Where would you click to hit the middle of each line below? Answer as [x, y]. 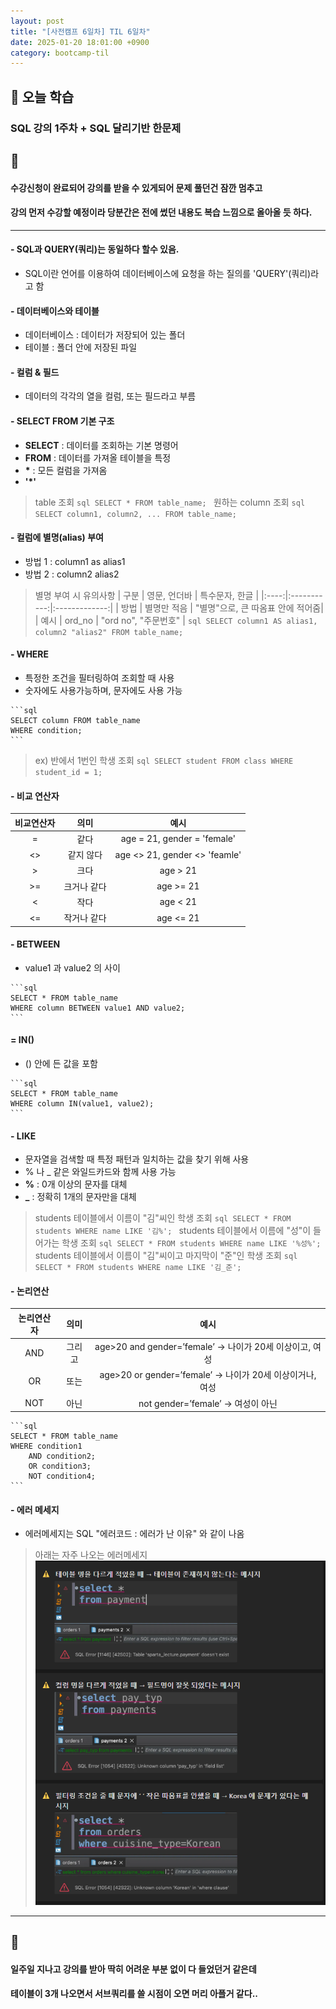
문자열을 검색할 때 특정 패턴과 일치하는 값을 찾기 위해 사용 [137, 1159]
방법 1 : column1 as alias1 [75, 561]
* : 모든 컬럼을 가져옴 [66, 470]
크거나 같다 [85, 886]
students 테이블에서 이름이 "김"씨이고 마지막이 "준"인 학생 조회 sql [166, 1256]
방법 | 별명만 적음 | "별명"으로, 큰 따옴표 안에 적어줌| [222, 607]
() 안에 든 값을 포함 [61, 1064]
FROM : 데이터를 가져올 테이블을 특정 [98, 457]
